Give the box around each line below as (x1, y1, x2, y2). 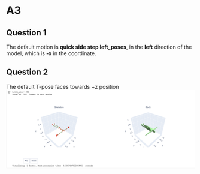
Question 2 (6, 67, 49, 77)
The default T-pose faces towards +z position (6, 83, 119, 90)
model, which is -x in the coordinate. (6, 50, 97, 57)
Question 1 (6, 28, 47, 38)
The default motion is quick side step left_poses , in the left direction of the (6, 43, 192, 50)
